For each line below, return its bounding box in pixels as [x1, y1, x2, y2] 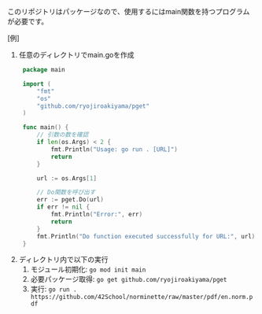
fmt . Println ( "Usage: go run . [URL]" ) [50, 145, 178, 153]
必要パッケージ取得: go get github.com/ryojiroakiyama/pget [30, 275, 227, 284]
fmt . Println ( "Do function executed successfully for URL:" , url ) [36, 232, 256, 240]
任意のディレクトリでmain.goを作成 [18, 50, 135, 59]
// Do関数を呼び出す [36, 188, 96, 197]
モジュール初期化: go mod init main [30, 264, 146, 274]
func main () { [22, 124, 69, 131]
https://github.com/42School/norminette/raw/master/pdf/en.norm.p [30, 294, 253, 301]
